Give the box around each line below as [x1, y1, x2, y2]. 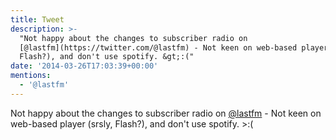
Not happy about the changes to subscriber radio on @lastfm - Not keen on [10, 107, 322, 119]
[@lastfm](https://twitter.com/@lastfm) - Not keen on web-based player [19, 42, 329, 53]
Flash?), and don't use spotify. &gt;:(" [19, 52, 195, 62]
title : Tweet [10, 14, 65, 25]
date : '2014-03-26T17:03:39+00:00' [10, 61, 159, 71]
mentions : [10, 71, 52, 81]
